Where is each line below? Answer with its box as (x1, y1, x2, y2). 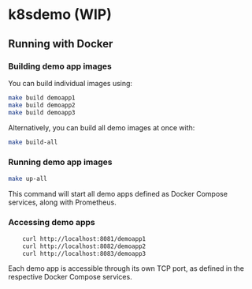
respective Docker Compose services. (8, 272, 132, 282)
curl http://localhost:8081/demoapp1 (22, 235, 146, 242)
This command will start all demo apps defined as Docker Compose (8, 189, 228, 198)
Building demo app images (8, 61, 113, 72)
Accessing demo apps (8, 217, 96, 228)
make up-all (8, 175, 47, 182)
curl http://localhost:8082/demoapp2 (22, 242, 146, 250)
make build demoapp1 (8, 93, 76, 102)
